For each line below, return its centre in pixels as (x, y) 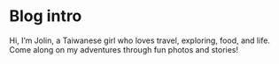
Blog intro (46, 16)
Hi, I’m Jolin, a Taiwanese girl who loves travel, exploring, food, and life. (139, 40)
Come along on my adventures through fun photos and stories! (124, 49)
